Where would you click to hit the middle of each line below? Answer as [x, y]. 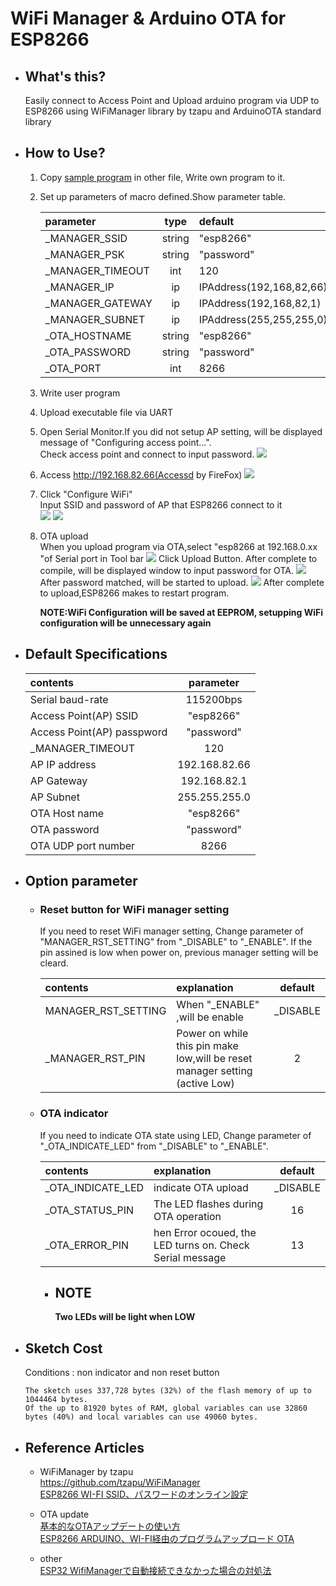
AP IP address [63, 764]
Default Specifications [96, 654]
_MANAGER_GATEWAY [98, 303]
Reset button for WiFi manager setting [134, 909]
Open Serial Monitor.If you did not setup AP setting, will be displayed [181, 431]
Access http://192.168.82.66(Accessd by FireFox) [141, 474]
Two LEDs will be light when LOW [125, 1317]
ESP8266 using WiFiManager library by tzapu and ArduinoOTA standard [173, 111]
